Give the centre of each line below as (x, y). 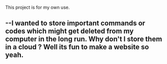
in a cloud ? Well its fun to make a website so (77, 47)
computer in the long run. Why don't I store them (84, 39)
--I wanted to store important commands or (75, 23)
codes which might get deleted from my (70, 31)
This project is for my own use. (38, 7)
